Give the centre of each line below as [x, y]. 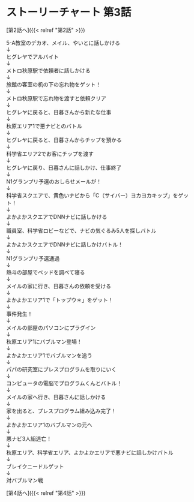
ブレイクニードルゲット [35, 466]
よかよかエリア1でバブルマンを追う [49, 355]
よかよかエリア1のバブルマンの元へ [49, 425]
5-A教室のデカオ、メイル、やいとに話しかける [63, 43]
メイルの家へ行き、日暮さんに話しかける [56, 397]
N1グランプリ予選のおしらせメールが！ [54, 181]
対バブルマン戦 [25, 480]
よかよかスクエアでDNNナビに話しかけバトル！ [65, 244]
